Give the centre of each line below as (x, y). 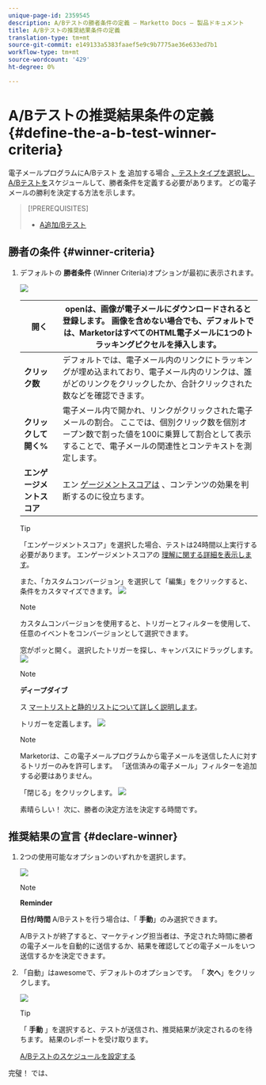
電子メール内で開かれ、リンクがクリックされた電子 (158, 410)
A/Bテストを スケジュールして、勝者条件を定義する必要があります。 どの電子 (132, 182)
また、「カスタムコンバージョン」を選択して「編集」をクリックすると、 (135, 581)
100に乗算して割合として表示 (196, 434)
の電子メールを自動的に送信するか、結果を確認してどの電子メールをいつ (137, 946)
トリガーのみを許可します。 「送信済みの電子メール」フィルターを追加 (142, 765)
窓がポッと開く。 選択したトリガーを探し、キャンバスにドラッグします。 (138, 650)
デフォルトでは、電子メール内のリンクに (138, 359)
